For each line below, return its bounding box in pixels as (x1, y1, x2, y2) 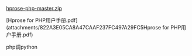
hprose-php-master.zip (6, 5, 63, 12)
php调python (6, 43, 38, 50)
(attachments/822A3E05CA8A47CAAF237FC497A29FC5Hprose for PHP (6, 24, 181, 31)
